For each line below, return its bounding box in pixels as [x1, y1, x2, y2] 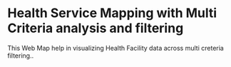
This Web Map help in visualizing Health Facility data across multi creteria [7, 43, 225, 52]
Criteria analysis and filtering [7, 20, 184, 36]
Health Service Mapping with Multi [7, 5, 217, 21]
